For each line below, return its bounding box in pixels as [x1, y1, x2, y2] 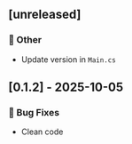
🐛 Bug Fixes [8, 107, 59, 118]
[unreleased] [8, 7, 82, 22]
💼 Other [8, 34, 42, 46]
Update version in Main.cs [20, 53, 116, 65]
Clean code [20, 126, 64, 137]
